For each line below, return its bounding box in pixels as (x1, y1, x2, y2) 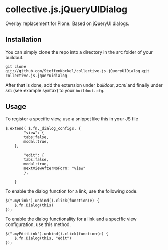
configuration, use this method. (5, 221, 71, 228)
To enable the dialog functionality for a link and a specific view (5, 216, 137, 222)
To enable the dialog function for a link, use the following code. (5, 188, 138, 194)
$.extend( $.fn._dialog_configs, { (5, 126, 81, 131)
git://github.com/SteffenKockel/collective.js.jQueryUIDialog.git (5, 68, 150, 73)
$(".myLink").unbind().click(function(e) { (5, 198, 100, 203)
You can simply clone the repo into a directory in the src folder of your (5, 48, 153, 55)
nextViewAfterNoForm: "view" (23, 166, 86, 171)
